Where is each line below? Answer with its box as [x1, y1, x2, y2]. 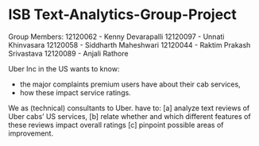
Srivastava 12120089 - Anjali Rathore [8, 48, 129, 58]
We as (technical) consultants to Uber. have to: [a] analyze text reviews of [8, 103, 250, 113]
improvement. [8, 129, 54, 138]
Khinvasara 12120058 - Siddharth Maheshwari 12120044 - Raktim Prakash [8, 40, 251, 49]
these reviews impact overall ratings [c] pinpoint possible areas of [8, 120, 224, 129]
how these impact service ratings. [19, 87, 131, 97]
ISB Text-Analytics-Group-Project [8, 6, 237, 24]
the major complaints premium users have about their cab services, [19, 79, 241, 89]
